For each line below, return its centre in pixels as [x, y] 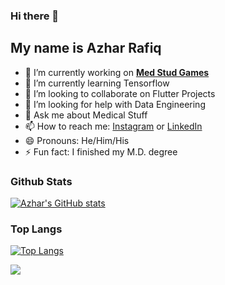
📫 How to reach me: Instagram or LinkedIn [113, 126]
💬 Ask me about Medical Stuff [86, 115]
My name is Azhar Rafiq [86, 48]
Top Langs [36, 229]
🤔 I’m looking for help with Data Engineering [115, 104]
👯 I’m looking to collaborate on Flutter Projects [120, 93]
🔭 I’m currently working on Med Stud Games [117, 72]
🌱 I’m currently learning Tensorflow [97, 83]
